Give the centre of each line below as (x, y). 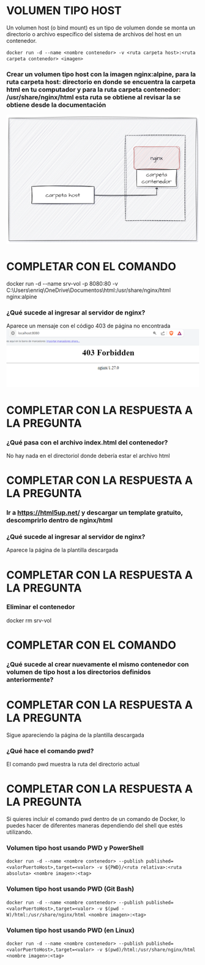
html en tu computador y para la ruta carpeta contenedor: (94, 90)
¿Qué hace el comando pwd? (50, 750)
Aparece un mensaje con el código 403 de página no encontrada (88, 326)
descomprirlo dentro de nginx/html (60, 521)
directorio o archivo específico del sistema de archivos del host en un (94, 34)
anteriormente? (30, 679)
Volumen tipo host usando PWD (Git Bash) (70, 889)
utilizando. (19, 832)
